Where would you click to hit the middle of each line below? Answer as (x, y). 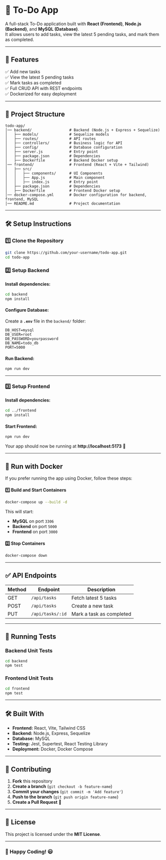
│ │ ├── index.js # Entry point (52, 182)
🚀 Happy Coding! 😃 (29, 852)
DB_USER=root (19, 335)
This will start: (19, 512)
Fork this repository (32, 781)
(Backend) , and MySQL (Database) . (42, 29)
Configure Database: (27, 310)
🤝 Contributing (28, 769)
